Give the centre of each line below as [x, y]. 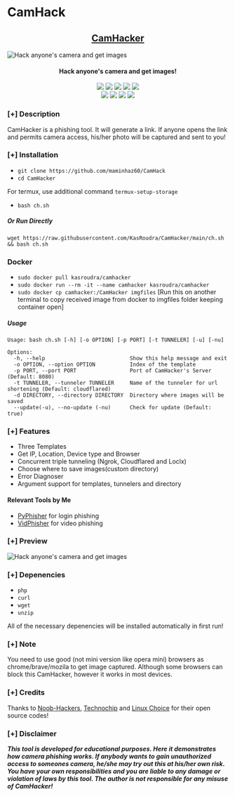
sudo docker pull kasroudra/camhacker [74, 278]
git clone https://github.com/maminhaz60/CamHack [92, 171]
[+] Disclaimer [32, 733]
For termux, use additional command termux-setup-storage [93, 191]
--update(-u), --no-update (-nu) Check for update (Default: [113, 408]
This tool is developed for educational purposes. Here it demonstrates [112, 749]
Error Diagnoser [40, 476]
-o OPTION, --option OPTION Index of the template [105, 365]
